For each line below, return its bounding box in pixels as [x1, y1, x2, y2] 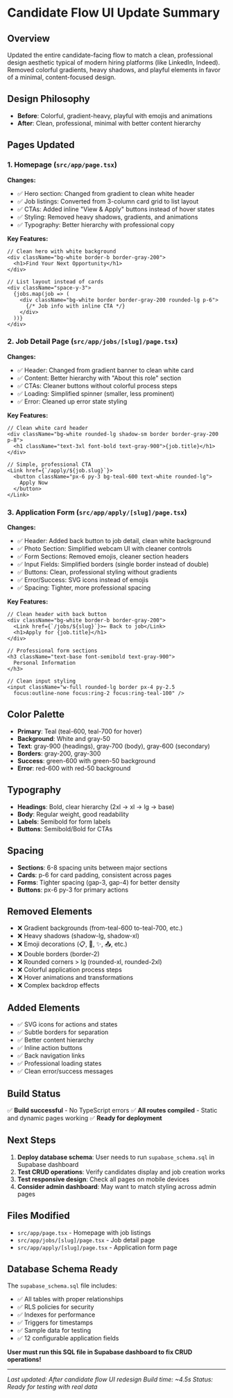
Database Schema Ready [7, 1263, 118, 1275]
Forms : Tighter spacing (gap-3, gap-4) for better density [17, 878, 180, 886]
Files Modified [7, 1210, 71, 1222]
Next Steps [7, 1134, 56, 1147]
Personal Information [13, 660, 76, 667]
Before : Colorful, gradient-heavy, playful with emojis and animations [17, 111, 213, 119]
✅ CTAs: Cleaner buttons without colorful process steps [17, 381, 178, 390]
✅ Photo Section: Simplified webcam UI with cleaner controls [17, 544, 192, 553]
